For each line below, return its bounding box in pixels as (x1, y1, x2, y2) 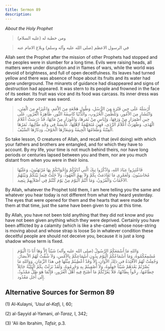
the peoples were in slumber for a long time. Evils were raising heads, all (5, 59, 152, 65)
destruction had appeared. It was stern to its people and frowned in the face (5, 85, 160, 91)
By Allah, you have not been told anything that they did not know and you (5, 212, 154, 218)
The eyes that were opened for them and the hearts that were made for (5, 197, 150, 203)
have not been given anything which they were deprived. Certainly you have (5, 217, 160, 223)
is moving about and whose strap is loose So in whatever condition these (5, 227, 154, 233)
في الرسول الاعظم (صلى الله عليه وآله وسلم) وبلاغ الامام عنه (17, 44, 129, 50)
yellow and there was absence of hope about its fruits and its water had (5, 75, 151, 81)
